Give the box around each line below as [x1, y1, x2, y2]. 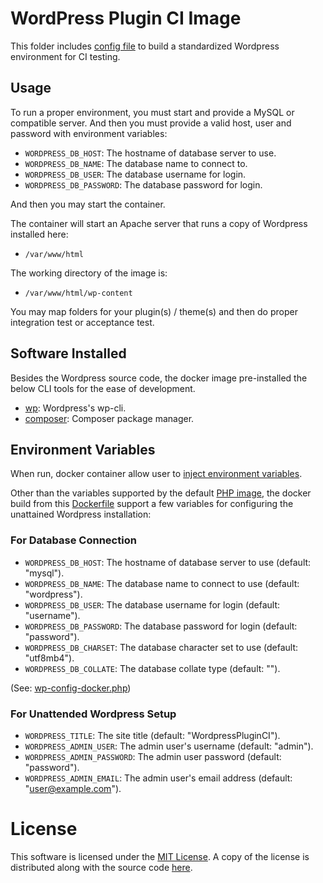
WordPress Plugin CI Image [10, 7, 242, 30]
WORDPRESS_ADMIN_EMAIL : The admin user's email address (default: [24, 772, 293, 784]
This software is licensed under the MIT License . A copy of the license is [10, 850, 310, 862]
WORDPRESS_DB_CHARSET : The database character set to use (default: [24, 641, 299, 653]
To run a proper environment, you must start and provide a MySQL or [10, 106, 295, 118]
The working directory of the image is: [10, 267, 168, 279]
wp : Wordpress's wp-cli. [24, 402, 127, 414]
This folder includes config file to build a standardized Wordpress [10, 40, 280, 52]
